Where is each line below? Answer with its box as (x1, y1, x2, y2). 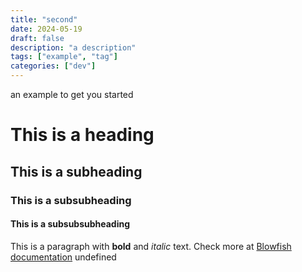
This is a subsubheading (10, 193, 132, 207)
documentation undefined (10, 251, 117, 263)
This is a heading (10, 124, 155, 146)
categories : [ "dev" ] (10, 61, 97, 71)
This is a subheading (10, 163, 143, 180)
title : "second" (10, 14, 78, 25)
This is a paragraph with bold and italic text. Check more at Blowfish (10, 240, 292, 252)
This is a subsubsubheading (10, 218, 131, 230)
